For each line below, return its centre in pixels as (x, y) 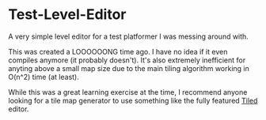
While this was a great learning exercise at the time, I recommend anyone (128, 92)
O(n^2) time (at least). (44, 77)
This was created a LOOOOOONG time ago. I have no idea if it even (118, 51)
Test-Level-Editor (67, 15)
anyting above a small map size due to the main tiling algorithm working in (129, 68)
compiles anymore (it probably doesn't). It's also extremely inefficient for (127, 60)
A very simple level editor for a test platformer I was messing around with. (129, 36)
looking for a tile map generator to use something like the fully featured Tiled (133, 100)
